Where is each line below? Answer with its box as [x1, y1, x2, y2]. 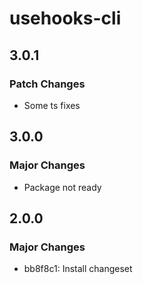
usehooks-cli [9, 7, 122, 30]
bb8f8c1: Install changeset [23, 263, 133, 275]
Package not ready [23, 181, 102, 193]
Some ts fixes [23, 99, 81, 111]
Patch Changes [9, 77, 86, 91]
